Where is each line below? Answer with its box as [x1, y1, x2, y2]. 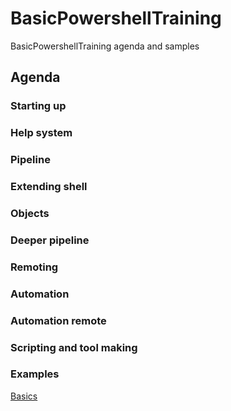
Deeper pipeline [10, 233, 90, 247]
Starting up [10, 99, 67, 113]
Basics [10, 390, 38, 402]
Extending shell [10, 180, 88, 194]
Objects [10, 206, 50, 220]
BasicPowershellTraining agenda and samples [10, 40, 200, 52]
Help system [10, 126, 73, 140]
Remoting [10, 260, 59, 274]
